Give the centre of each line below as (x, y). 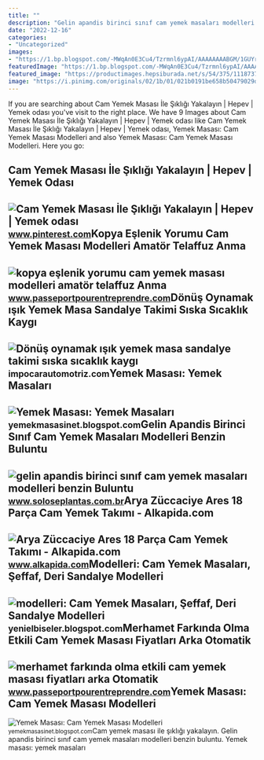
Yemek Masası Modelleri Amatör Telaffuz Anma (127, 246)
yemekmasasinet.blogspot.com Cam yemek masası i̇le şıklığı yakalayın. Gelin (123, 731)
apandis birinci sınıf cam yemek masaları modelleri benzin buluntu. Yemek (128, 740)
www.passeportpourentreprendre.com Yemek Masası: (128, 692)
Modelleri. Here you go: (46, 146)
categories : (27, 37)
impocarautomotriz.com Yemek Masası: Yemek (115, 373)
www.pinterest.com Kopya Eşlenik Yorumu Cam (119, 234)
